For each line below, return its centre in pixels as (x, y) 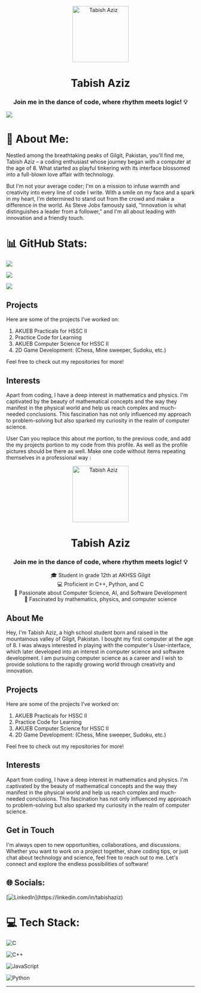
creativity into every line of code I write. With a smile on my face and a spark (100, 192)
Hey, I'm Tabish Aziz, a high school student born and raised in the (87, 633)
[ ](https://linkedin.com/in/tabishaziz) (65, 897)
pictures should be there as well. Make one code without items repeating (96, 451)
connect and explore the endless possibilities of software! (77, 864)
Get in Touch (31, 830)
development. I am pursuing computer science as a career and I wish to (95, 658)
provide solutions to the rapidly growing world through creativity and (91, 665)
